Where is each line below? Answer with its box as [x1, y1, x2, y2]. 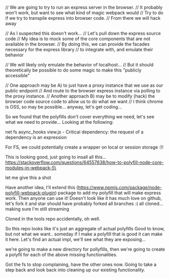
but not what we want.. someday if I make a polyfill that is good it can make [5, 231, 163, 237]
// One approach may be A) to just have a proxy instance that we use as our [5, 82, 163, 88]
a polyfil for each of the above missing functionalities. [5, 252, 118, 258]
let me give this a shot [5, 175, 52, 181]
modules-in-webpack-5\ [5, 165, 57, 170]
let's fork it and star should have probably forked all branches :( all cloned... [5, 200, 163, 206]
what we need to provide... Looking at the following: [5, 119, 114, 125]
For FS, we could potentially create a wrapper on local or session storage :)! [5, 144, 164, 150]
